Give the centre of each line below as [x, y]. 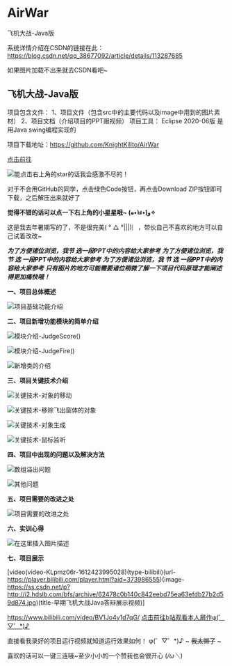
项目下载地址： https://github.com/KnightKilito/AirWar [83, 144]
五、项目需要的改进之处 [41, 499]
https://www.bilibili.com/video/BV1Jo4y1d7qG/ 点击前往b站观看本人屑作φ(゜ [116, 617]
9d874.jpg [22, 602]
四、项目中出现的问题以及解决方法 [56, 454]
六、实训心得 [25, 528]
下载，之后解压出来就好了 [44, 197]
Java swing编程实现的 [44, 130]
